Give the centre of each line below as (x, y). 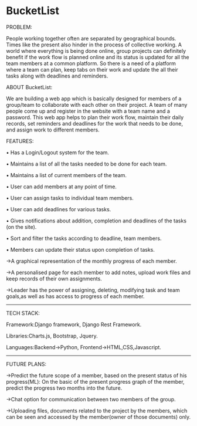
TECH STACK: (23, 313)
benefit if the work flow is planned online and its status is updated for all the (98, 57)
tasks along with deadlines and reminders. (57, 76)
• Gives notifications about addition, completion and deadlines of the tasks (96, 221)
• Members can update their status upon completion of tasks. (81, 249)
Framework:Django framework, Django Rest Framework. (74, 324)
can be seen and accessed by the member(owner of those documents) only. (98, 417)
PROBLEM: (19, 27)
